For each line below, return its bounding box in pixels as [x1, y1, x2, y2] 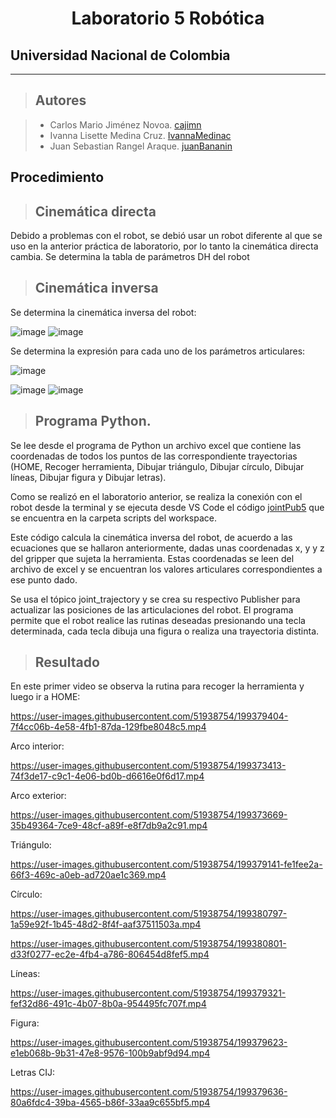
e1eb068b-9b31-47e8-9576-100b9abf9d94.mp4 [10, 1047, 211, 1059]
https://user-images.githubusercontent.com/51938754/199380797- [10, 908, 288, 920]
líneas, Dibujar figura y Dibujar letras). [10, 471, 167, 483]
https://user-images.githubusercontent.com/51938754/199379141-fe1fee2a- [10, 858, 323, 871]
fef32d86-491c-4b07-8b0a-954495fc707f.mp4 [10, 998, 207, 1010]
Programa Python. [34, 413, 152, 430]
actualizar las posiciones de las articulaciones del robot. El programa [10, 603, 294, 616]
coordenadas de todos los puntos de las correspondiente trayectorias [10, 450, 298, 462]
